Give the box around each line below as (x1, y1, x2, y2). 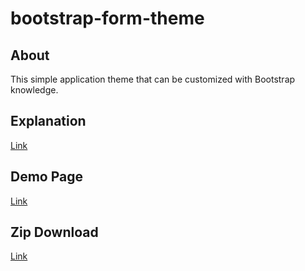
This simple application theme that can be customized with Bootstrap (10, 73, 296, 85)
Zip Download (10, 224, 99, 241)
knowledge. (10, 84, 59, 96)
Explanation (10, 113, 87, 130)
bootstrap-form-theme (10, 7, 205, 30)
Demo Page (10, 168, 84, 186)
